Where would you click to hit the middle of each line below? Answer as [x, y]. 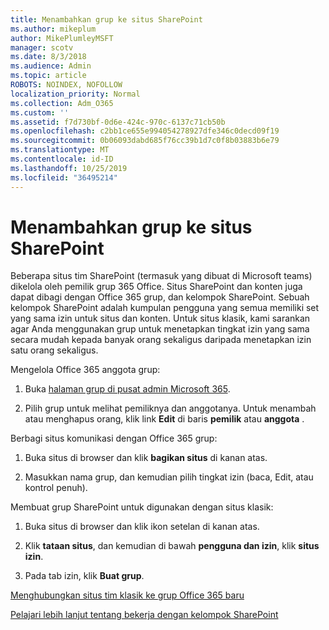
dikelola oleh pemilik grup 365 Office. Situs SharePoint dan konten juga [156, 287]
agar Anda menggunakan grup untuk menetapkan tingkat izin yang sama [160, 329]
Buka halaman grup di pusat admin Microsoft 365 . [127, 389]
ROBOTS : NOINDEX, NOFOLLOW [66, 85]
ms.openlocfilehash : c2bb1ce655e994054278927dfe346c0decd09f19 [145, 131]
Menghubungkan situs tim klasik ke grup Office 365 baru [127, 595]
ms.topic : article [48, 76]
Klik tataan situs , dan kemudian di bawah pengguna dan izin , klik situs [172, 546]
